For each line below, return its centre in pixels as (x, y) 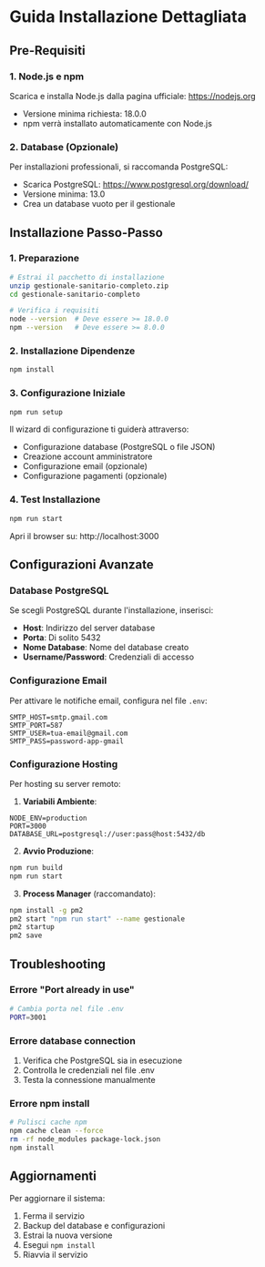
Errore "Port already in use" (72, 990)
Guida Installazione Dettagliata (128, 17)
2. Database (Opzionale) (64, 147)
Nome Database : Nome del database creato (106, 648)
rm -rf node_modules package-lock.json (85, 1139)
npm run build (36, 867)
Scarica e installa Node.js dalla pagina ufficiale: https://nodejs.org (133, 96)
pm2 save (26, 935)
